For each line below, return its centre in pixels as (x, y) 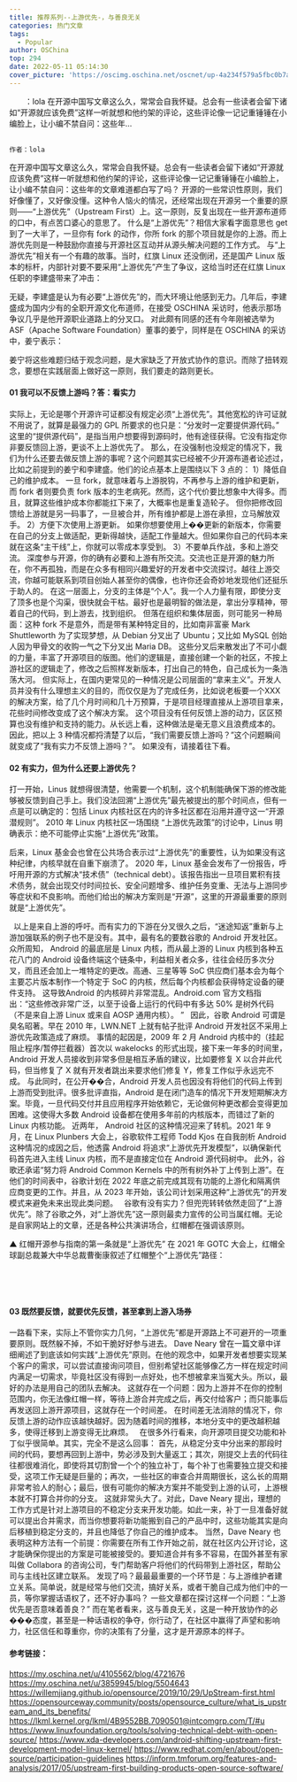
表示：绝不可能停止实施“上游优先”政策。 (90, 834)
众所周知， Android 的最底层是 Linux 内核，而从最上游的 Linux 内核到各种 (143, 949)
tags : (19, 34)
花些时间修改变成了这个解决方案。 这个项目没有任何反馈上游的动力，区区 (142, 713)
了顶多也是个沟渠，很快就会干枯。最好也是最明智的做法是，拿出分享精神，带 (148, 602)
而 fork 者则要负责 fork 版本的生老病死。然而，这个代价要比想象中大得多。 (145, 491)
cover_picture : (37, 75)
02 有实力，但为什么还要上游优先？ (73, 768)
